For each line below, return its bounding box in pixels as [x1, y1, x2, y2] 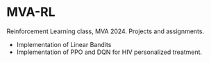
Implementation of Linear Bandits [16, 40, 112, 48]
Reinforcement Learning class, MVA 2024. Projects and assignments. [6, 27, 205, 35]
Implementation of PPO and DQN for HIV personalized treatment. [16, 48, 203, 56]
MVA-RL [6, 4, 56, 20]
